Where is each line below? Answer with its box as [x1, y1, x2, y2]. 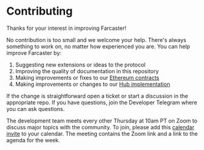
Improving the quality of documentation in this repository [15, 67, 159, 74]
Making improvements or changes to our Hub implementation [15, 80, 170, 88]
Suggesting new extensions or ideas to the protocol [15, 61, 146, 68]
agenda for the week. [6, 136, 60, 144]
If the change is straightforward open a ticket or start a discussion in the [6, 92, 189, 99]
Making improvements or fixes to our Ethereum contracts [15, 74, 159, 81]
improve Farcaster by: [6, 49, 62, 56]
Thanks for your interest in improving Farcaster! [6, 24, 127, 32]
